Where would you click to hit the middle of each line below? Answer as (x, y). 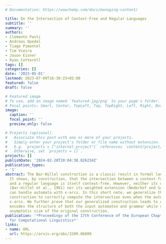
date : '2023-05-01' (25, 74)
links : (12, 225)
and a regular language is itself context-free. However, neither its (84, 183)
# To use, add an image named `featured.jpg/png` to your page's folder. (83, 101)
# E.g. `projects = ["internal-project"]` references (64, 147)
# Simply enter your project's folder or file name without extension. (83, 142)
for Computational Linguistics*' (44, 220)
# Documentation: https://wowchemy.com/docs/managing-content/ (72, 10)
